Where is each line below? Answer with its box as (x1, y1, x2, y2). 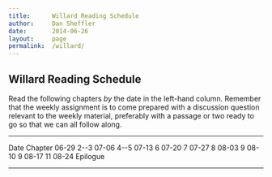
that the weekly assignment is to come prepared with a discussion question (8, 102, 260, 112)
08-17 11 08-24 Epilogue (23, 151, 105, 161)
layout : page (8, 34, 67, 43)
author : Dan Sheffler (8, 19, 96, 28)
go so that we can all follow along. (8, 119, 122, 129)
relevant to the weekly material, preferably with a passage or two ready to (8, 110, 255, 120)
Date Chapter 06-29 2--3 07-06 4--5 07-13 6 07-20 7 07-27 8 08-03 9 (8, 143, 245, 153)
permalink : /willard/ (8, 42, 85, 50)
